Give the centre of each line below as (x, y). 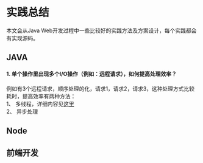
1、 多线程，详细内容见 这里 (40, 103)
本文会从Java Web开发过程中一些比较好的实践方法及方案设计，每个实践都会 (101, 30)
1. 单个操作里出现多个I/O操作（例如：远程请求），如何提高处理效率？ (91, 74)
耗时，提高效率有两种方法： (41, 96)
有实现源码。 (22, 38)
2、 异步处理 (22, 111)
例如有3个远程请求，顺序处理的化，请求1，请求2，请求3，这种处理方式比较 (101, 88)
